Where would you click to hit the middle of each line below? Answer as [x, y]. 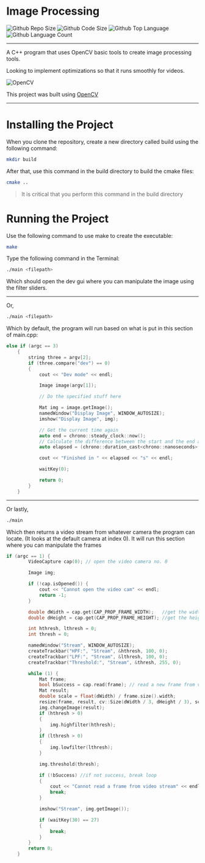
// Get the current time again [79, 430]
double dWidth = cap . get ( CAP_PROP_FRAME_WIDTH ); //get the [108, 612]
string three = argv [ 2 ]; [60, 357]
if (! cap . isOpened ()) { [58, 584]
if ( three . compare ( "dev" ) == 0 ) [70, 363]
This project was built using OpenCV [52, 94]
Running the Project [58, 219]
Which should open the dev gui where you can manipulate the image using [100, 281]
